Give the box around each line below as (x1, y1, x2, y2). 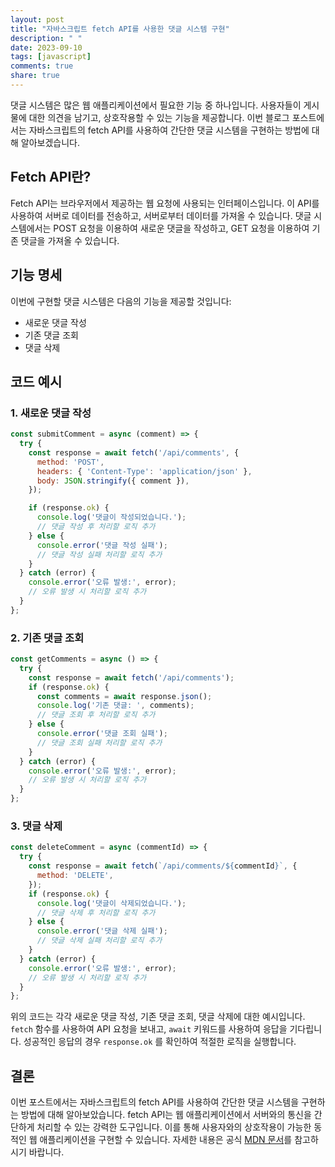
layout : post (10, 14, 65, 25)
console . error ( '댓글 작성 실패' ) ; (36, 540, 168, 550)
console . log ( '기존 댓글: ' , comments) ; (36, 701, 195, 711)
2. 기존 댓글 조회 (10, 631, 85, 645)
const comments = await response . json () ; (36, 691, 213, 701)
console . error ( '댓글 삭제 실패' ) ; (36, 926, 168, 936)
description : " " (10, 33, 83, 43)
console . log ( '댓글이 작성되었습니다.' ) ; (36, 512, 187, 523)
